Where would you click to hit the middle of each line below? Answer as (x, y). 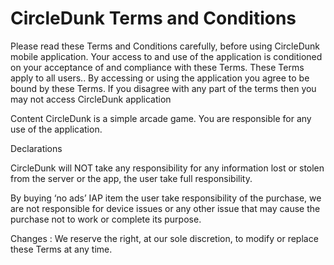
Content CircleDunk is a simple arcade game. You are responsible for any (161, 118)
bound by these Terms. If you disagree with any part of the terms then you (163, 88)
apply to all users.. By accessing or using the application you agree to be (160, 78)
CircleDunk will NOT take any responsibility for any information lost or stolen (167, 168)
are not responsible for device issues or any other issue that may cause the (165, 208)
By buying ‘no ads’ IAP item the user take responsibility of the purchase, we (166, 198)
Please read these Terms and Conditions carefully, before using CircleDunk (165, 46)
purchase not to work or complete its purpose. (106, 219)
